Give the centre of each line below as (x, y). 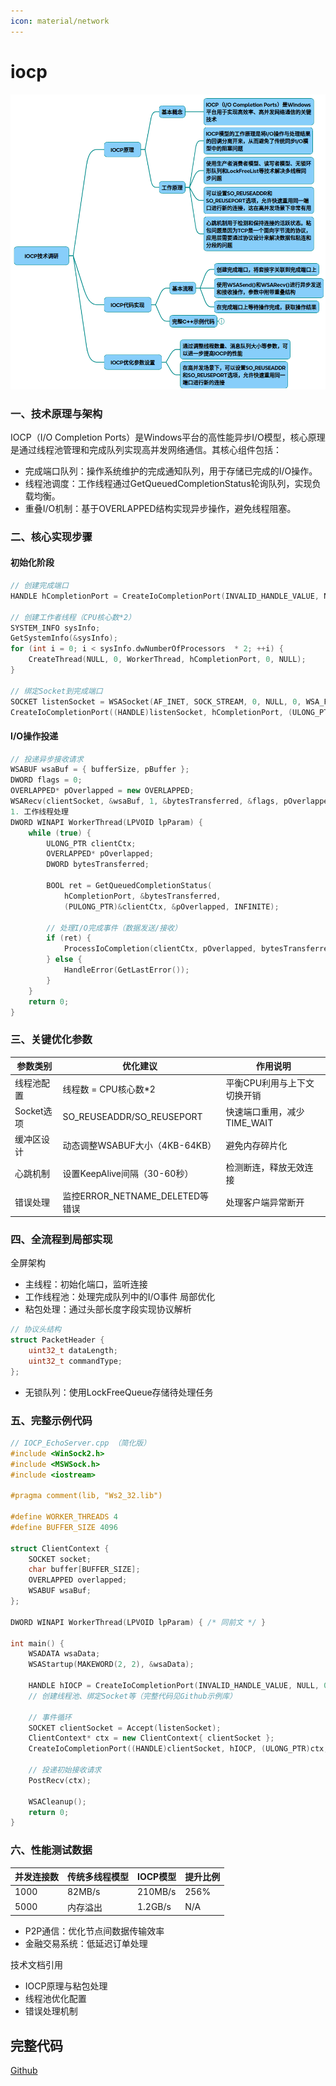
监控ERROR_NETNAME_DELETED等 (136, 1196)
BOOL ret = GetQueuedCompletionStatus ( (129, 886)
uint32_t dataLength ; (73, 1351)
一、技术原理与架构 (56, 413)
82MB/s (84, 1892)
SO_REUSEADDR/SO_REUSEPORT (132, 1117)
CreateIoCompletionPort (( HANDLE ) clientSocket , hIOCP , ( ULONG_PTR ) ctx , (178, 1749)
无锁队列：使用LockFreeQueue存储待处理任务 (119, 1392)
